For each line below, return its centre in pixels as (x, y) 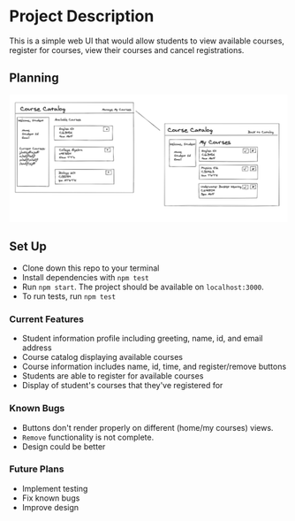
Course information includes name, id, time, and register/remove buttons (154, 367)
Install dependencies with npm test (85, 277)
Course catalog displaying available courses (102, 357)
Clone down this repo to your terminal (91, 268)
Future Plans (37, 469)
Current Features (47, 318)
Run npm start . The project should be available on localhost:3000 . (143, 287)
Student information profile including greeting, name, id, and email (142, 339)
